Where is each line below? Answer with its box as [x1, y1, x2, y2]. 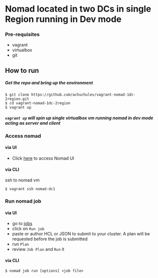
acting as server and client [5, 120, 61, 126]
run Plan [12, 241, 29, 247]
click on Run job [12, 226, 45, 231]
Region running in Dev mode [5, 14, 122, 25]
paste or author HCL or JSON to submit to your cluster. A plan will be [12, 231, 150, 237]
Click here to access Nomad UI [12, 155, 74, 161]
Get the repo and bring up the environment [5, 80, 93, 86]
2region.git [5, 96, 29, 101]
